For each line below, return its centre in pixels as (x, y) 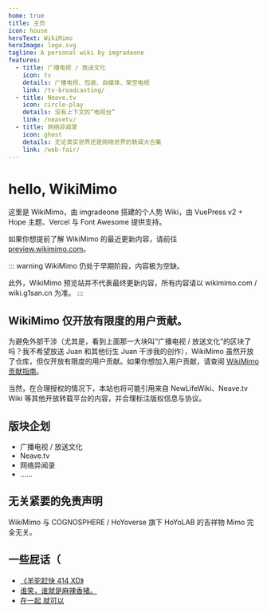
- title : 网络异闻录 (47, 127)
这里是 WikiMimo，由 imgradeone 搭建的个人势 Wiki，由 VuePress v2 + (126, 212)
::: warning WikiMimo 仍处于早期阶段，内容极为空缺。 (96, 266)
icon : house (28, 30)
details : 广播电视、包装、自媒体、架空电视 (86, 82)
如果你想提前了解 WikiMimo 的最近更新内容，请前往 (93, 239)
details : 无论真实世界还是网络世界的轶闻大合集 (92, 142)
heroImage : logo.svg (43, 46)
